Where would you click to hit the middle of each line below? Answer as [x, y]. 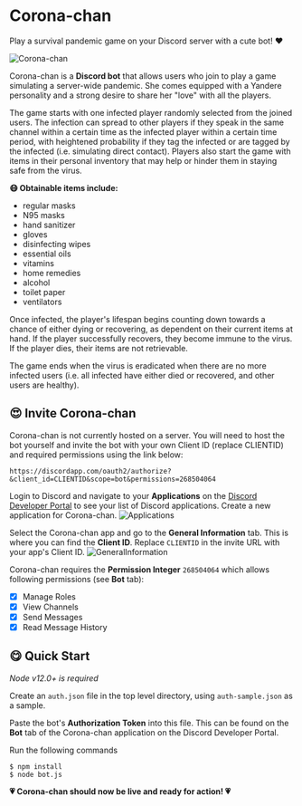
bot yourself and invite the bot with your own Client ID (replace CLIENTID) [147, 445]
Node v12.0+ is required [54, 678]
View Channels [50, 607]
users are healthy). [44, 385]
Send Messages [52, 617]
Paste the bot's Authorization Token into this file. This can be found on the [149, 723]
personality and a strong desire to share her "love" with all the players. [141, 95]
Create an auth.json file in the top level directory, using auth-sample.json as [151, 696]
